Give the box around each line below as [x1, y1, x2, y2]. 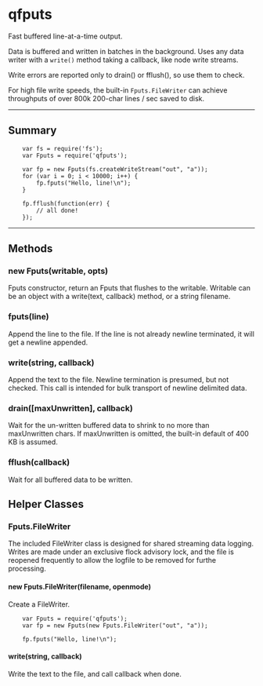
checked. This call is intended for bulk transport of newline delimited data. [8, 383, 247, 393]
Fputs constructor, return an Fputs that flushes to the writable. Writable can [8, 283, 250, 293]
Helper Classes [8, 498, 85, 511]
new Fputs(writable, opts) [8, 265, 108, 276]
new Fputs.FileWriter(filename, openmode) [8, 582, 151, 591]
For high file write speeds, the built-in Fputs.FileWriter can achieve [8, 85, 228, 95]
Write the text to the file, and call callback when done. [8, 669, 182, 678]
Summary [8, 124, 57, 137]
